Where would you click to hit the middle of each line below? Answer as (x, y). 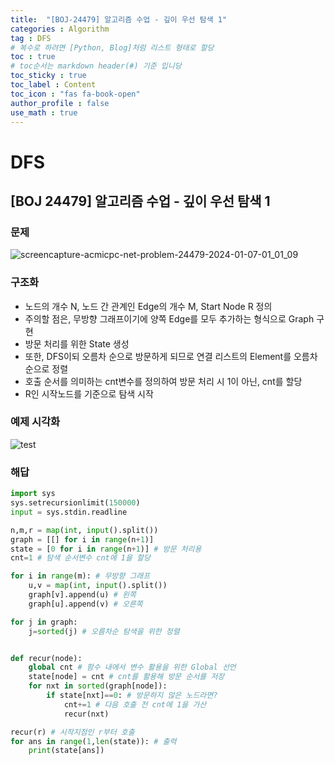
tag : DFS (31, 38)
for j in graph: (44, 622)
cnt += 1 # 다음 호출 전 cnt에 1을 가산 (135, 704)
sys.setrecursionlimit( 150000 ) (75, 503)
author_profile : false (60, 103)
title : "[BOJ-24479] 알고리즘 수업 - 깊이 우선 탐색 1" (119, 19)
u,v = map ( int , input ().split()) (98, 586)
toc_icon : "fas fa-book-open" (75, 94)
